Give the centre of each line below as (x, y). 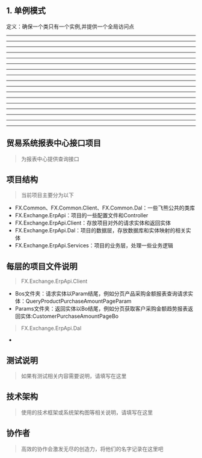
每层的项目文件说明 (42, 266)
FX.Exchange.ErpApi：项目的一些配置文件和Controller (81, 215)
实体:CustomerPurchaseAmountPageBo (69, 316)
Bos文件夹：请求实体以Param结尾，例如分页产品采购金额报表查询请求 (101, 294)
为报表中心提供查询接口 (50, 159)
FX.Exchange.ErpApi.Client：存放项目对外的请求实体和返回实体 (93, 223)
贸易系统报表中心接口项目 (54, 143)
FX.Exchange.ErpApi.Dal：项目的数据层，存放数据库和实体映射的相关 (100, 231)
